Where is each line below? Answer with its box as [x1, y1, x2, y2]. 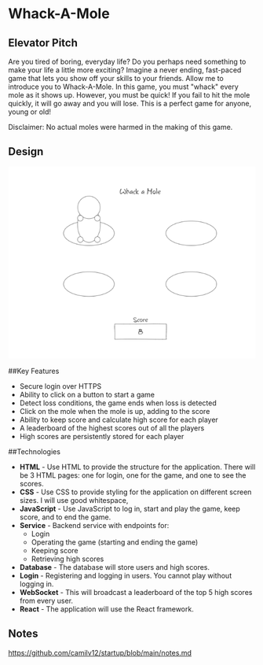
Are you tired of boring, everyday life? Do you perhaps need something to [8, 57, 247, 66]
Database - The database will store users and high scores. [19, 563, 210, 571]
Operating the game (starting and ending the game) [31, 538, 199, 547]
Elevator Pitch [8, 36, 79, 50]
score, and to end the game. [19, 512, 111, 522]
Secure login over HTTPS [19, 382, 102, 390]
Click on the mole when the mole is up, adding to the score [19, 407, 210, 416]
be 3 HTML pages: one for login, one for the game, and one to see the [19, 471, 247, 480]
